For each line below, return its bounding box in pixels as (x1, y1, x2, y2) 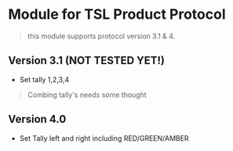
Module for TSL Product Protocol (8, 5, 226, 23)
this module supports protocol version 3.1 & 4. (27, 31, 176, 41)
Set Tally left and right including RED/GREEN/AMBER (19, 133, 190, 142)
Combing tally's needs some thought (27, 90, 147, 99)
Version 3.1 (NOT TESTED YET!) (8, 54, 165, 67)
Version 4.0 (8, 113, 67, 126)
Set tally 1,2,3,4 (19, 74, 69, 84)
